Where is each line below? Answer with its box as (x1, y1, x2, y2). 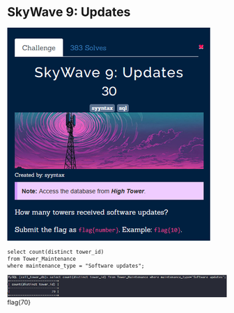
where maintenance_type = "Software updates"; (7, 262, 145, 269)
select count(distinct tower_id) (7, 248, 104, 255)
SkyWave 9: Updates (7, 4, 131, 20)
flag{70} (7, 298, 31, 307)
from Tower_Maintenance (7, 255, 77, 262)
